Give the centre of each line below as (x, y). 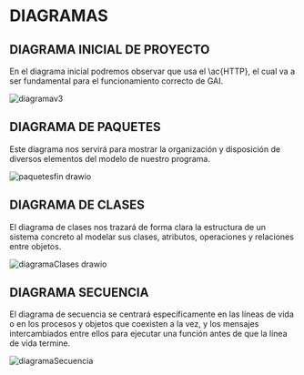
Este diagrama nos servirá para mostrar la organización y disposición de (145, 149)
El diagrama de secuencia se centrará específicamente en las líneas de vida (152, 314)
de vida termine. (40, 343)
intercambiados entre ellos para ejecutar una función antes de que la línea (149, 334)
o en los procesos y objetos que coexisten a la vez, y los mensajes (134, 324)
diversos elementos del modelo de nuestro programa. (110, 158)
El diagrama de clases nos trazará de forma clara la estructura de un (138, 227)
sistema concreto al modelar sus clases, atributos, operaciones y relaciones (152, 237)
